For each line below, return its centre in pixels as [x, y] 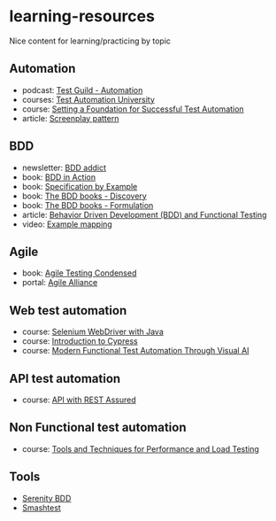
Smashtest [42, 508]
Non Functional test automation [98, 428]
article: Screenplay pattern [70, 118]
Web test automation [68, 311]
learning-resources [82, 16]
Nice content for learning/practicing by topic [90, 41]
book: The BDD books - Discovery [84, 196]
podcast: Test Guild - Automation [82, 89]
